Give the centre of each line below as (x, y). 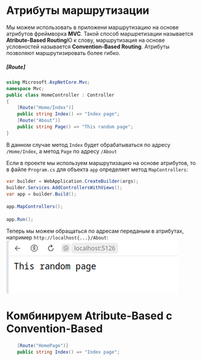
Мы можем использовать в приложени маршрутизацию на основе (93, 27)
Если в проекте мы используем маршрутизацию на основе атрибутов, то (101, 163)
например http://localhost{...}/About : (57, 237)
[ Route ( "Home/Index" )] (46, 108)
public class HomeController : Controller (60, 95)
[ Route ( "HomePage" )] (43, 345)
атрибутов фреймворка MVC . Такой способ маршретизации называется (100, 33)
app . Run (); (20, 220)
